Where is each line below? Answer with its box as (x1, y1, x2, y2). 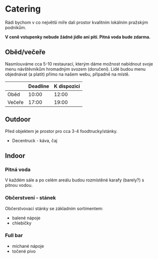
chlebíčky (12, 220, 32, 226)
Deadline (28, 82, 49, 89)
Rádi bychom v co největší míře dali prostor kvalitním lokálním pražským (5, 19, 148, 25)
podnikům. (5, 24, 27, 30)
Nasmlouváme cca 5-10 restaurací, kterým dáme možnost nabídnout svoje (5, 61, 153, 66)
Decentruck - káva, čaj (12, 137, 57, 144)
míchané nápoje (12, 243, 44, 249)
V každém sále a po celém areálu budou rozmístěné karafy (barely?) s (5, 177, 144, 183)
